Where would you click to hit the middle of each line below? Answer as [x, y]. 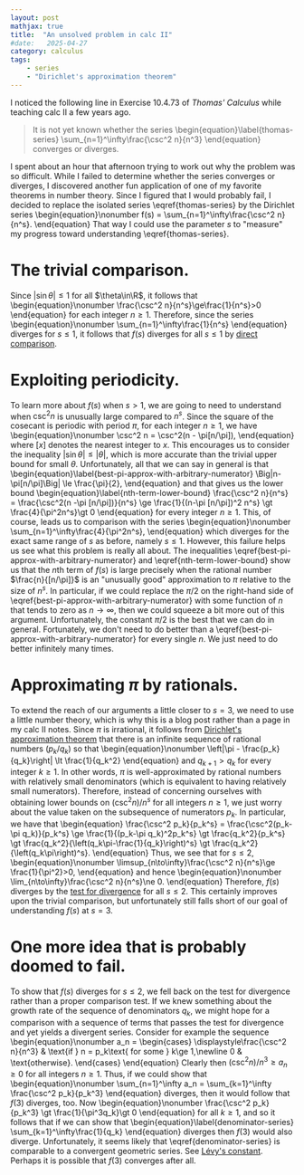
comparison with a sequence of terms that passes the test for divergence [147, 1022]
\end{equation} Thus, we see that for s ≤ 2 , [173, 853]
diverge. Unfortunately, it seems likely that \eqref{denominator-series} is [145, 1142]
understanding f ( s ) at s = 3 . [62, 910]
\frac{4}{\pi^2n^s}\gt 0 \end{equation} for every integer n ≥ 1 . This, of [141, 512]
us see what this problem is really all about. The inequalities [122, 551]
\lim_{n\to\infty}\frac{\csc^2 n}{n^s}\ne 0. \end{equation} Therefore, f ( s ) [145, 881]
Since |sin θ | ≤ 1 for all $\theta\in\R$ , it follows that [104, 295]
